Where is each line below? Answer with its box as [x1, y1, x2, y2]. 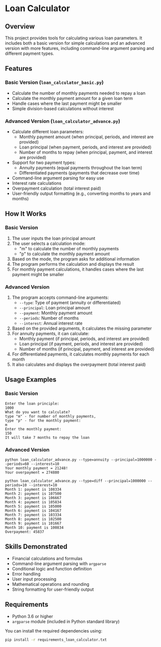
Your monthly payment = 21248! [5, 466, 68, 470]
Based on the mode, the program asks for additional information [12, 256, 140, 262]
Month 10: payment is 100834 [5, 525, 64, 530]
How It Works [5, 210, 47, 218]
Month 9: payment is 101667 [5, 521, 62, 526]
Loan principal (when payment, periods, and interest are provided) [19, 144, 152, 150]
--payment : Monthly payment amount [19, 310, 93, 316]
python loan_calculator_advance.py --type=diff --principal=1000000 [5, 478, 146, 483]
